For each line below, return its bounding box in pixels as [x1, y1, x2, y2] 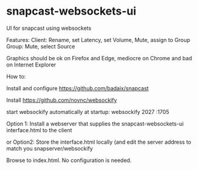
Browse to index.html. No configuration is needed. [6, 157, 132, 164]
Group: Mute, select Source [6, 43, 75, 50]
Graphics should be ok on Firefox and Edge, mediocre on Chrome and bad [6, 54, 193, 62]
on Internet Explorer [6, 61, 56, 68]
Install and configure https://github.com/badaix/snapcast [6, 84, 149, 92]
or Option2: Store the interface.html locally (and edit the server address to [6, 138, 191, 146]
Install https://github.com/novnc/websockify [6, 96, 117, 104]
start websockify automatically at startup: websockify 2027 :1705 [6, 108, 169, 115]
